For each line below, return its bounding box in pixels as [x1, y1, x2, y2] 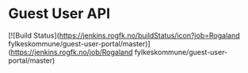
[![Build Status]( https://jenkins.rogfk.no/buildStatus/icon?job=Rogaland [8, 31, 240, 40]
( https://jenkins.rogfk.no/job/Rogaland [8, 47, 133, 57]
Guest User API [8, 5, 111, 23]
